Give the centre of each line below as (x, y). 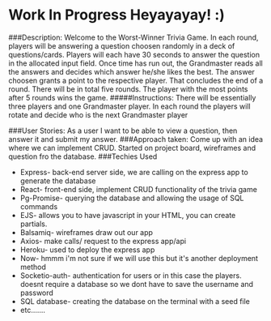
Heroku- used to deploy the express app (87, 250)
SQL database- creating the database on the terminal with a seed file (135, 301)
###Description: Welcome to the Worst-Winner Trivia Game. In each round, (133, 37)
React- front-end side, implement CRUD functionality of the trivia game (138, 189)
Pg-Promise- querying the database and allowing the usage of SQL (132, 198)
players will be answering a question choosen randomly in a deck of (122, 45)
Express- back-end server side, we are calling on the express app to (134, 172)
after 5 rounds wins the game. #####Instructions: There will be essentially (132, 97)
